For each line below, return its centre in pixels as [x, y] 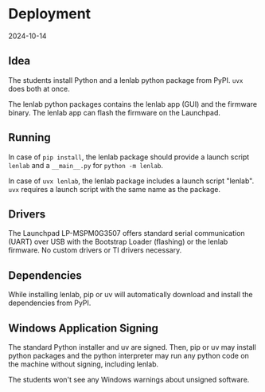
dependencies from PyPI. [50, 303]
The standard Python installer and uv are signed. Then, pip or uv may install [132, 347]
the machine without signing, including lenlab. [84, 364]
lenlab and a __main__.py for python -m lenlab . [86, 165]
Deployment [50, 14]
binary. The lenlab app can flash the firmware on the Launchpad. [115, 112]
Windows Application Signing [84, 328]
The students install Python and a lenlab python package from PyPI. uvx [126, 80]
